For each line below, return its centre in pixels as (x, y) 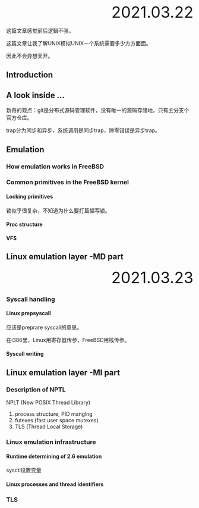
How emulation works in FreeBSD (55, 167)
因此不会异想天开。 (30, 56)
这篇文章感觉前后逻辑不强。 (40, 31)
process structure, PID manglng (54, 414)
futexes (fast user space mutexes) (57, 421)
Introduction (30, 75)
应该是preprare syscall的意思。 (44, 327)
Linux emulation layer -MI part (63, 373)
